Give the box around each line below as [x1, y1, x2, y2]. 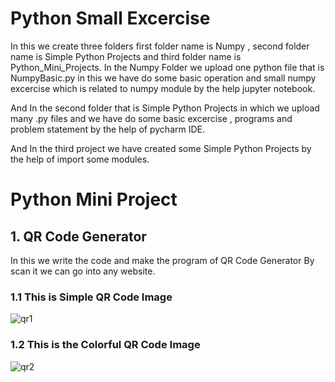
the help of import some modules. [10, 153, 150, 165]
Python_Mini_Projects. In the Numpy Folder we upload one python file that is [10, 61, 325, 73]
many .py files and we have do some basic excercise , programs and [10, 112, 293, 124]
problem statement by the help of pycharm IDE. [10, 123, 206, 135]
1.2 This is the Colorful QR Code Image [10, 338, 201, 352]
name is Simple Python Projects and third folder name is [10, 50, 242, 62]
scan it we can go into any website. [10, 265, 156, 277]
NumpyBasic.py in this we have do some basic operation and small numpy [10, 72, 317, 84]
